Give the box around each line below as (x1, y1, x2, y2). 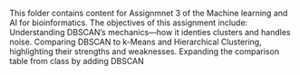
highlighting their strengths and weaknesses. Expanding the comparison (9, 46, 279, 57)
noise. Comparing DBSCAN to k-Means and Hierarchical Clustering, (9, 36, 262, 47)
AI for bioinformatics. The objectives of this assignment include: (9, 17, 248, 28)
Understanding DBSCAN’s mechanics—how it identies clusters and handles (9, 27, 291, 37)
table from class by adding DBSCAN (9, 56, 145, 66)
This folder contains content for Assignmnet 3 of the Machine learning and (9, 8, 288, 18)
